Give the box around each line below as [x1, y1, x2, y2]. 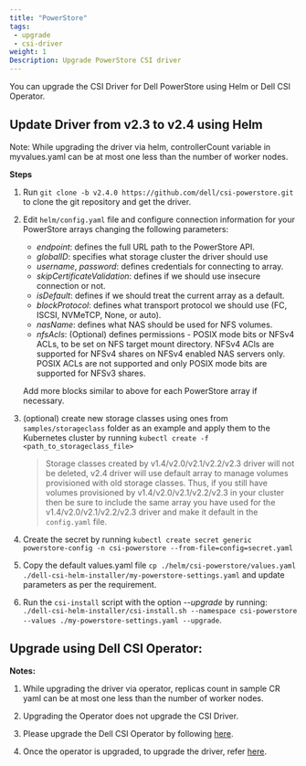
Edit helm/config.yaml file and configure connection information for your [22, 214, 295, 225]
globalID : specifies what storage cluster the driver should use [36, 250, 269, 261]
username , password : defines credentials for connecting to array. [36, 261, 284, 271]
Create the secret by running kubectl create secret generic [22, 534, 252, 545]
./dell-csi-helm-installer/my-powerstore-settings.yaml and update [22, 569, 285, 580]
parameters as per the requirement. [22, 579, 157, 590]
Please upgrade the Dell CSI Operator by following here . [22, 728, 235, 739]
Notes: [9, 665, 37, 676]
